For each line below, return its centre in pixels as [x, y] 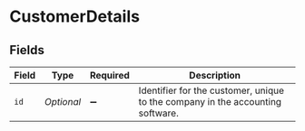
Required [109, 75]
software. [158, 113]
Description [215, 75]
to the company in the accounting [210, 102]
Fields [27, 50]
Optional [63, 102]
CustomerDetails [75, 17]
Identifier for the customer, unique [211, 90]
